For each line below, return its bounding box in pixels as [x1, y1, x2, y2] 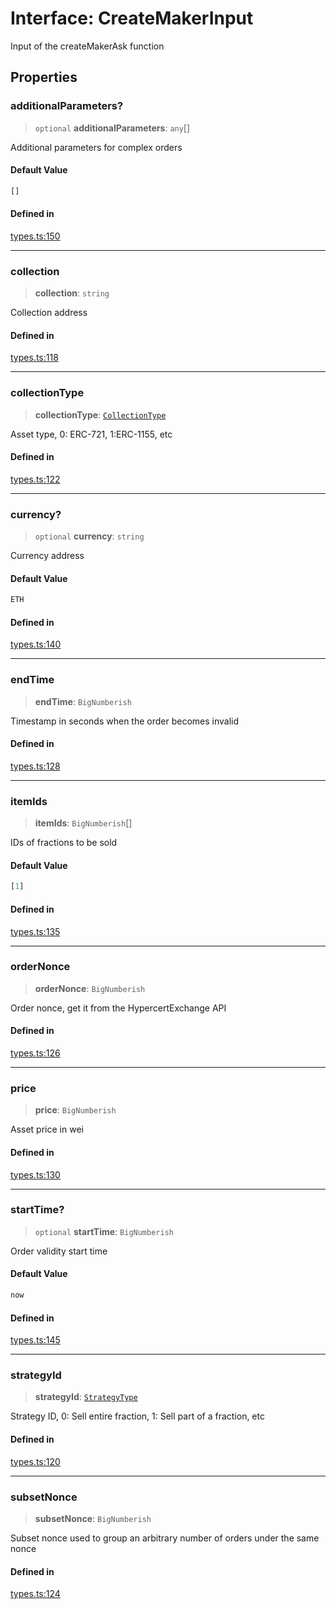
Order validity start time [10, 1245, 108, 1257]
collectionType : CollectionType [34, 408, 167, 421]
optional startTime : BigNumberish [34, 1225, 174, 1237]
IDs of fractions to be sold [10, 837, 118, 849]
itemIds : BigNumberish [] [34, 817, 133, 829]
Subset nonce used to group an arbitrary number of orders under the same [10, 1532, 320, 1544]
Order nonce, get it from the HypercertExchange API [10, 1002, 227, 1014]
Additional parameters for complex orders [10, 141, 183, 153]
